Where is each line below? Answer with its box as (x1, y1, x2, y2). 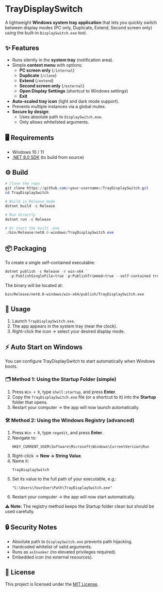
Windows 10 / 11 (12, 149, 44, 155)
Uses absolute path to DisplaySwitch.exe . (19, 113, 103, 120)
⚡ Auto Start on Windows (5, 343, 82, 351)
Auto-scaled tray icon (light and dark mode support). (12, 98, 120, 104)
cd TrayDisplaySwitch (5, 190, 49, 195)
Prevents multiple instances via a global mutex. (12, 103, 106, 109)
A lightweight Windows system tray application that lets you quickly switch (5, 19, 157, 25)
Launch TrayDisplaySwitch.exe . (12, 318, 75, 324)
